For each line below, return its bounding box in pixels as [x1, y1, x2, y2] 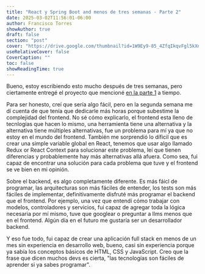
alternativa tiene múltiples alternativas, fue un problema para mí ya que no [6, 127, 193, 135]
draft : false [6, 32, 40, 38]
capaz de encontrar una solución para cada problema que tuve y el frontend [6, 160, 198, 167]
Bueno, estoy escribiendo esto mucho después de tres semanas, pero [6, 83, 182, 90]
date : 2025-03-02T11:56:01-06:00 [6, 15, 92, 21]
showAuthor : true [6, 26, 51, 32]
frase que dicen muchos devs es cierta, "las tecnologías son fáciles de [6, 254, 184, 262]
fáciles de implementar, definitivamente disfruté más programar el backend [6, 191, 195, 198]
